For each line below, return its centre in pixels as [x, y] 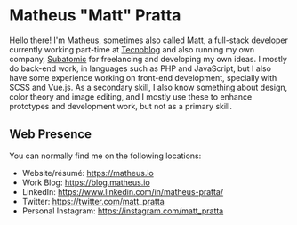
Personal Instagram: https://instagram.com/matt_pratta [123, 211]
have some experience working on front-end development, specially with [143, 77]
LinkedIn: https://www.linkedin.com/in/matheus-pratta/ [123, 191]
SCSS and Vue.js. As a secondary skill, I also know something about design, [148, 87]
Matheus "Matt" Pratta [95, 16]
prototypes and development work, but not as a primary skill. [121, 106]
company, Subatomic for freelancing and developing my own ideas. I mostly [148, 59]
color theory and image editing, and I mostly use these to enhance [131, 96]
